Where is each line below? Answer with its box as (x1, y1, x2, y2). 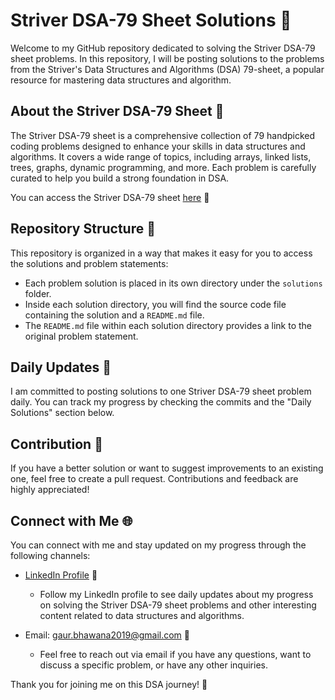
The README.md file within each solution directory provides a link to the (24, 319, 312, 331)
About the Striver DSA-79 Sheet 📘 (10, 103, 225, 120)
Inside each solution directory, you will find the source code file (24, 298, 287, 310)
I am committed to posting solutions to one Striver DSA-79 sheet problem (10, 385, 312, 398)
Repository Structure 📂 (10, 220, 156, 238)
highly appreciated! (10, 484, 90, 496)
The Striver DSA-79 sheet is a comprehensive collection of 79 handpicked (10, 129, 316, 141)
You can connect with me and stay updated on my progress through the (10, 539, 307, 551)
